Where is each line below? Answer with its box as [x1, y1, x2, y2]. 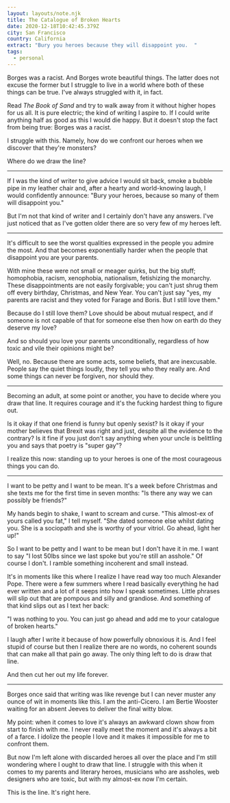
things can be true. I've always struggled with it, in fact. [7, 88, 164, 96]
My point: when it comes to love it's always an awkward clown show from [7, 717, 215, 726]
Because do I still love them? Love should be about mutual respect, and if [7, 309, 214, 317]
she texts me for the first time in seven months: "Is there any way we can [7, 489, 213, 497]
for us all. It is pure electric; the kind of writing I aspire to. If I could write [7, 108, 210, 116]
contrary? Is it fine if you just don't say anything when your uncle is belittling [7, 434, 222, 442]
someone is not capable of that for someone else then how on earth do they [7, 316, 222, 324]
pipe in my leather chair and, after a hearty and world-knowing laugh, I [7, 184, 207, 192]
